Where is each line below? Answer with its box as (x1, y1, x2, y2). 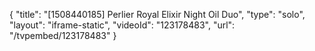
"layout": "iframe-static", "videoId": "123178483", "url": (9, 19, 236, 31)
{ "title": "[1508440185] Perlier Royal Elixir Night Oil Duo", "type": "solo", (9, 9, 306, 20)
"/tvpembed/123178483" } (9, 30, 117, 41)
